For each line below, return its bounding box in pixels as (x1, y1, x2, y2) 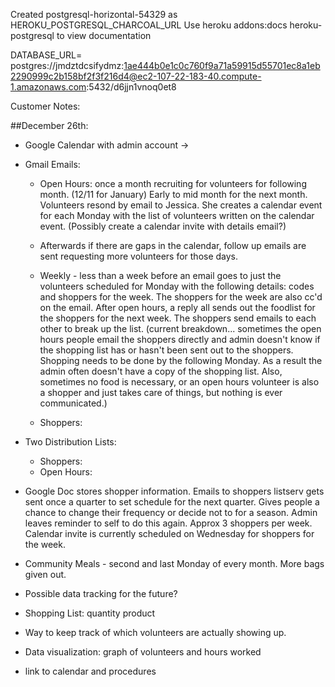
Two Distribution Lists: (24, 436, 117, 448)
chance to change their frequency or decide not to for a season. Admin (24, 507, 318, 518)
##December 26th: (10, 120, 89, 131)
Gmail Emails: (24, 159, 81, 170)
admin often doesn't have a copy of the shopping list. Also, (39, 365, 283, 377)
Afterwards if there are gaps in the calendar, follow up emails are (39, 240, 307, 251)
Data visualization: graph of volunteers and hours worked (24, 646, 262, 658)
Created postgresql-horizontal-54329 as (10, 9, 178, 20)
